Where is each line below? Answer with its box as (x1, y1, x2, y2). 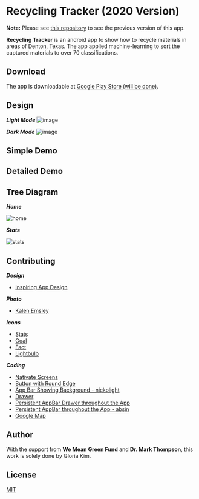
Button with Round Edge (15, 380, 76, 387)
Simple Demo (6, 146, 57, 156)
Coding (6, 361, 25, 369)
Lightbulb (15, 350, 39, 357)
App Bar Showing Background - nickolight (15, 386, 120, 394)
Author (6, 429, 33, 440)
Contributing (6, 256, 56, 266)
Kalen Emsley (15, 307, 50, 314)
